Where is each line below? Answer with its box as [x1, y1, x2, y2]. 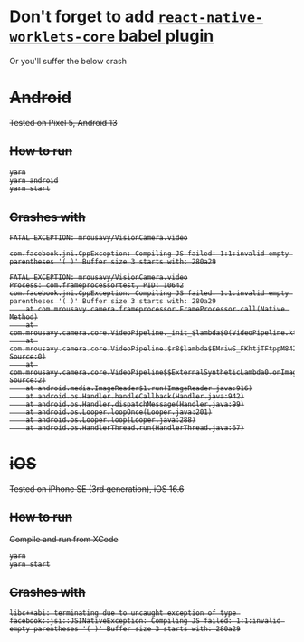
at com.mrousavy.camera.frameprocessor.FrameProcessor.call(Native [25, 305, 285, 314]
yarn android [9, 176, 59, 185]
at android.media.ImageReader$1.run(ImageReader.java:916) [25, 384, 253, 393]
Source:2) [9, 376, 47, 386]
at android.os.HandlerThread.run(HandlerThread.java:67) [25, 424, 245, 433]
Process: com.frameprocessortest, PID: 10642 [9, 281, 184, 291]
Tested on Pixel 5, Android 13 [9, 117, 118, 128]
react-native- [157, 9, 264, 26]
